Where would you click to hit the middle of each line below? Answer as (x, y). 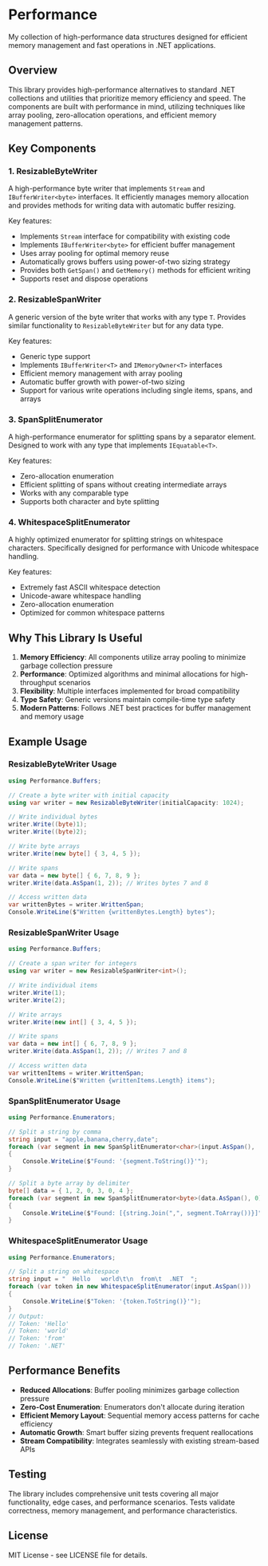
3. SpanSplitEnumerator (56, 419)
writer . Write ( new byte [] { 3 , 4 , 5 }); (75, 854)
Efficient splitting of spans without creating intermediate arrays (123, 485)
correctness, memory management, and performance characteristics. (123, 1510)
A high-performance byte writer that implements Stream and (107, 188)
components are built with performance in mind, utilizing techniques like (127, 106)
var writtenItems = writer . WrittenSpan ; (77, 1073)
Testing (28, 1475)
